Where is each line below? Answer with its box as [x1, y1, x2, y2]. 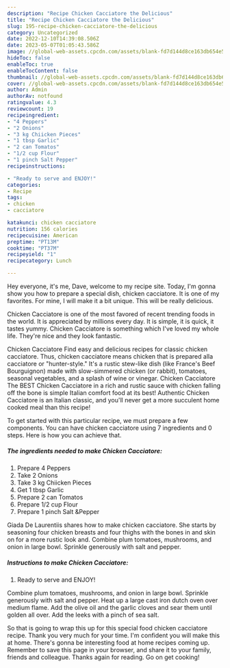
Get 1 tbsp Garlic [16, 485, 64, 493]
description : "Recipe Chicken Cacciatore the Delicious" [7, 10, 173, 17]
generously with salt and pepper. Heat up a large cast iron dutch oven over [7, 596, 218, 604]
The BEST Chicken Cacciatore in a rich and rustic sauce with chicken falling [7, 381, 221, 389]
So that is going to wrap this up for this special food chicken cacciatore [7, 624, 208, 632]
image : [7, 49, 26, 55]
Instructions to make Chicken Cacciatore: [7, 558, 129, 567]
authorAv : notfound [7, 93, 63, 100]
